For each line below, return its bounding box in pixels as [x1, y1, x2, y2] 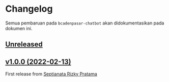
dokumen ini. [5, 25, 33, 31]
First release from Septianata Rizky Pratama [5, 71, 98, 77]
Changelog [5, 3, 53, 15]
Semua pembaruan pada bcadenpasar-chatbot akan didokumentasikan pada [5, 20, 164, 26]
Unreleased [5, 40, 43, 49]
